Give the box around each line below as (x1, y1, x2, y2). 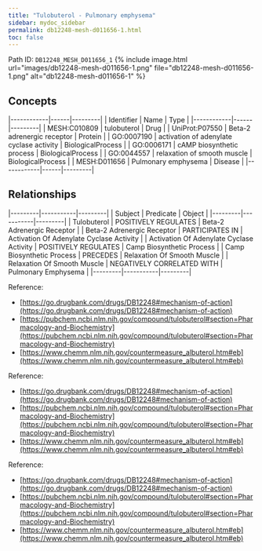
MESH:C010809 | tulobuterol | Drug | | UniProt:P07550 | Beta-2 (46, 123, 251, 133)
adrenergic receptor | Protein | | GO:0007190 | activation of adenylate (8, 132, 233, 141)
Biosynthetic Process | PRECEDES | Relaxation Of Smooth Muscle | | (8, 250, 229, 260)
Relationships (8, 188, 77, 201)
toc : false (8, 33, 44, 42)
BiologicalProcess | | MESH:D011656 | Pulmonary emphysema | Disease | (8, 157, 245, 166)
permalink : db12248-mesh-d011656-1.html (8, 26, 143, 34)
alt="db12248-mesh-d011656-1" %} (30, 71, 146, 81)
